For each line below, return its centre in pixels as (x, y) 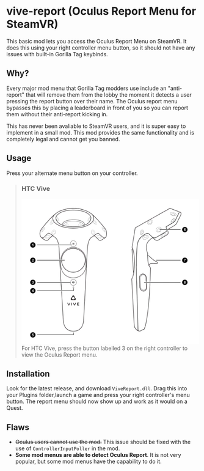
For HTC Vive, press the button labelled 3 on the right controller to (104, 348)
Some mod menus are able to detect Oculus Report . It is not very (98, 455)
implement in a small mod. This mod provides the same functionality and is (100, 132)
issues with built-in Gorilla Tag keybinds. (57, 54)
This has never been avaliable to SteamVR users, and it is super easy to (96, 126)
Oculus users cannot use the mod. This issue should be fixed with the (103, 442)
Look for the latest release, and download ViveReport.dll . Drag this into (97, 388)
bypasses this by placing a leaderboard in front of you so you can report (97, 108)
